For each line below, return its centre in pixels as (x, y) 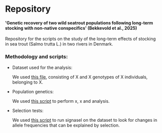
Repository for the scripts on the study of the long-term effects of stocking (80, 39)
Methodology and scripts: (36, 57)
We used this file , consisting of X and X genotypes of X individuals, (80, 77)
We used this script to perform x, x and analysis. (61, 101)
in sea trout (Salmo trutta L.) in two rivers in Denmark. (59, 44)
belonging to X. (27, 82)
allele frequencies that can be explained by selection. (66, 125)
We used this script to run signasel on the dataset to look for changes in (85, 120)
